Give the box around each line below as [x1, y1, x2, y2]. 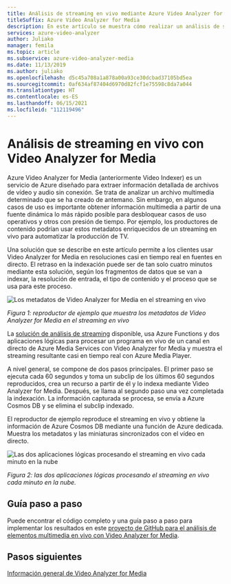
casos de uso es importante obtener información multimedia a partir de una [7, 203, 221, 211]
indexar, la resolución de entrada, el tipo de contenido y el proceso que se [7, 274, 217, 283]
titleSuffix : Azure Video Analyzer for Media [7, 17, 140, 23]
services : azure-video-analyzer [7, 29, 100, 37]
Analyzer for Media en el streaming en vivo [7, 316, 129, 324]
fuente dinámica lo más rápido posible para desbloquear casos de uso [7, 210, 207, 218]
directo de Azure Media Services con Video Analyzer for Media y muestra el [7, 344, 223, 352]
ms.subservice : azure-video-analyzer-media [7, 55, 134, 62]
